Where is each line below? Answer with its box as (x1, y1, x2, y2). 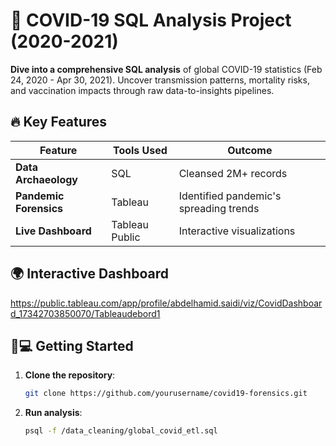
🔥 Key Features (10, 114, 108, 131)
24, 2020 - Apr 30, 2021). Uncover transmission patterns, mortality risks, (10, 74, 310, 86)
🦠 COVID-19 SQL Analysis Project (10, 9, 292, 32)
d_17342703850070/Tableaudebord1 (10, 307, 161, 319)
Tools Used (112, 143, 168, 157)
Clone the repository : (24, 369, 116, 381)
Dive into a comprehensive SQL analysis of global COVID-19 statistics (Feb (10, 63, 323, 75)
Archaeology (15, 172, 78, 186)
